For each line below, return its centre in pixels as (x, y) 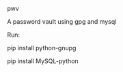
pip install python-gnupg (42, 48)
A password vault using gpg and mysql (62, 21)
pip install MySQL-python (43, 61)
